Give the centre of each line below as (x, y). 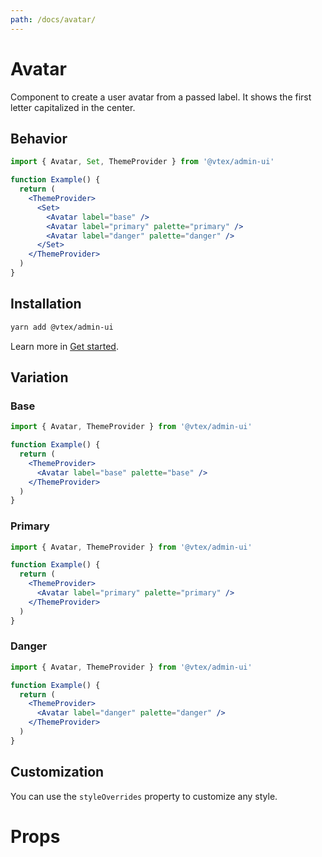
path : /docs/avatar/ (53, 19)
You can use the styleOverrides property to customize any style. (144, 796)
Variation (39, 377)
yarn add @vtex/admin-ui (62, 327)
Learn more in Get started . (64, 346)
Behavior (39, 138)
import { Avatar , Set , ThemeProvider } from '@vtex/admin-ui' (142, 162)
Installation (46, 304)
